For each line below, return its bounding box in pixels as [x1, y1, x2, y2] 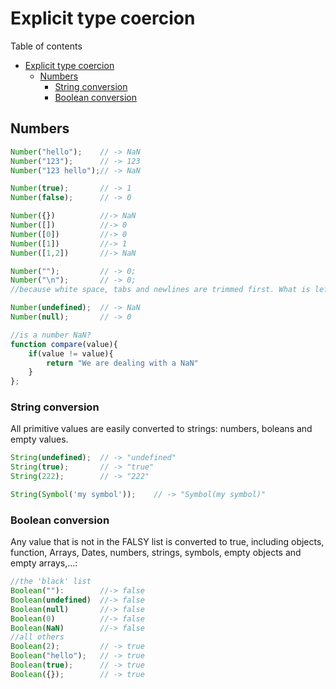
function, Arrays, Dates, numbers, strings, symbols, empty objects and [10, 547, 302, 559]
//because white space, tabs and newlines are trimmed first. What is [10, 285, 311, 295]
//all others [10, 632, 65, 642]
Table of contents [10, 40, 83, 52]
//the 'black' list [10, 577, 92, 587]
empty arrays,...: [10, 557, 78, 569]
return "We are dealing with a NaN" [46, 358, 199, 368]
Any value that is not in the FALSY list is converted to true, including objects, [10, 536, 325, 548]
